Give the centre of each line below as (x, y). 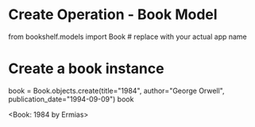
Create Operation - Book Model (113, 15)
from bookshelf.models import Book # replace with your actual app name (128, 37)
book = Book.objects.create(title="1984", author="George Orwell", (116, 90)
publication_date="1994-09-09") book (71, 99)
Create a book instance (86, 69)
